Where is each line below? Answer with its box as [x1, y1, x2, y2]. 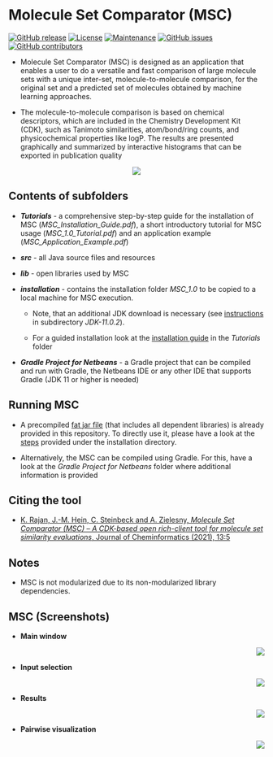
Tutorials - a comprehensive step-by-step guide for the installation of [19, 211, 254, 220]
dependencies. [19, 586, 71, 596]
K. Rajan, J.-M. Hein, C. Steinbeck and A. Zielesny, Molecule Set [19, 515, 235, 525]
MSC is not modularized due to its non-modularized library [19, 577, 217, 587]
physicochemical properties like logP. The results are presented [19, 133, 234, 143]
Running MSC [8, 398, 80, 412]
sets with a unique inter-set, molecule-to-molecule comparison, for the [19, 74, 258, 84]
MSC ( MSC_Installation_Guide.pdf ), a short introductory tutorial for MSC [19, 220, 262, 229]
